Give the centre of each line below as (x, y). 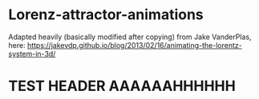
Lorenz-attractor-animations (106, 15)
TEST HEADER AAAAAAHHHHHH (122, 86)
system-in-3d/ (32, 53)
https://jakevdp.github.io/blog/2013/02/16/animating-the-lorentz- (134, 45)
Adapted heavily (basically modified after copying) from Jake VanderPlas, (130, 37)
